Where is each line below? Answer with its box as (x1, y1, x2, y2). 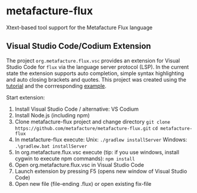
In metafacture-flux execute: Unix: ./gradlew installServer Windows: (14, 136, 187, 143)
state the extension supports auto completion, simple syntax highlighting (6, 70, 185, 77)
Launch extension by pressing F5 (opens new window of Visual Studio (14, 167, 187, 175)
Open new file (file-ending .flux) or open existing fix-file (14, 180, 152, 187)
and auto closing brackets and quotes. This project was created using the (6, 76, 186, 83)
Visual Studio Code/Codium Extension (6, 41, 151, 51)
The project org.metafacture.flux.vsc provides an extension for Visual (6, 57, 180, 64)
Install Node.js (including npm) (14, 111, 90, 119)
